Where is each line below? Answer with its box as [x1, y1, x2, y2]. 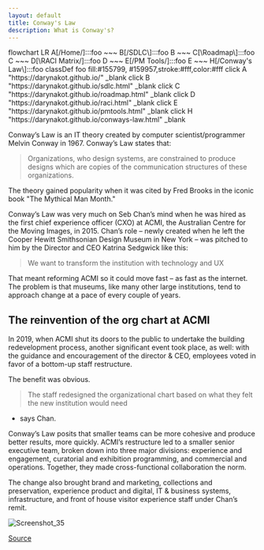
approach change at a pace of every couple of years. [8, 290, 181, 300]
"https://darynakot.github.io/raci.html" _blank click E [8, 98, 178, 107]
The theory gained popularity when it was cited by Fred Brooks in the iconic [8, 186, 255, 196]
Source [8, 533, 32, 543]
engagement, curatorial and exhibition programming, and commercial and [8, 455, 247, 464]
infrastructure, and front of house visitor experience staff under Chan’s [8, 495, 238, 504]
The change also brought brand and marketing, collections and [8, 478, 213, 488]
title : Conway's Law [8, 19, 76, 27]
